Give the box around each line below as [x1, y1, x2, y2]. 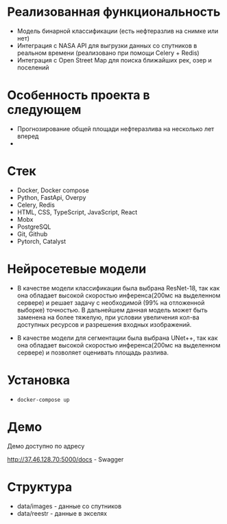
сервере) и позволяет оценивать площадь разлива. [16, 348, 169, 356]
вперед [16, 132, 39, 140]
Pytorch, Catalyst [16, 237, 67, 245]
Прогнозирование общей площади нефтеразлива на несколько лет [16, 124, 215, 133]
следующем [7, 102, 82, 117]
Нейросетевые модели [7, 262, 147, 277]
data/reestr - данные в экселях [16, 509, 108, 517]
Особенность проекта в [7, 87, 150, 103]
